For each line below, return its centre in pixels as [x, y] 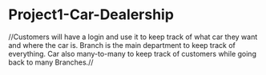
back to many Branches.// [51, 62]
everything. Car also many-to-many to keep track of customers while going [132, 53]
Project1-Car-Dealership [91, 15]
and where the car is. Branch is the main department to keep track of [122, 45]
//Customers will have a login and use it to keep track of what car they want [133, 37]
